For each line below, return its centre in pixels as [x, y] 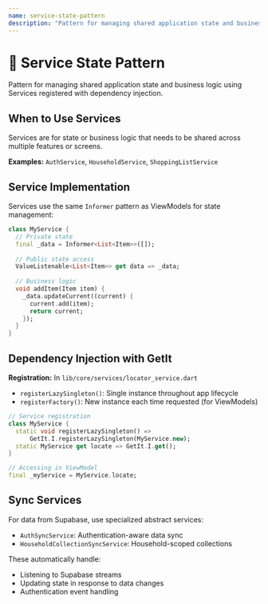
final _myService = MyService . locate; [73, 476]
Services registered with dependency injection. [86, 94]
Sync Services [45, 500]
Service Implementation [69, 187]
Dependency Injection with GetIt [90, 358]
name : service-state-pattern [57, 16]
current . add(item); [61, 304]
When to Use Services [65, 118]
